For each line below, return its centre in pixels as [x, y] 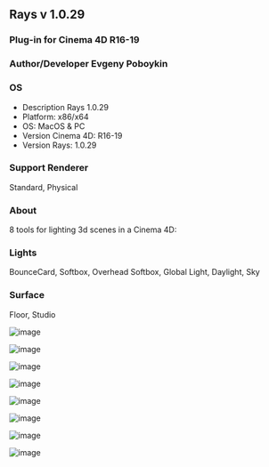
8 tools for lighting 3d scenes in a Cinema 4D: [93, 229]
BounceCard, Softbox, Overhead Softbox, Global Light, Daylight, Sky [134, 272]
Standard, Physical [44, 187]
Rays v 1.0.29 [47, 15]
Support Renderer [49, 168]
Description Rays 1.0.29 [65, 107]
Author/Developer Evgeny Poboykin [89, 64]
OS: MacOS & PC [53, 126]
